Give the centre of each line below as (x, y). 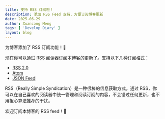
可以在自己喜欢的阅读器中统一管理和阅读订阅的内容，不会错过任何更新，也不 (82, 95)
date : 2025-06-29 (23, 19)
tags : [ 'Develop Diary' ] (33, 28)
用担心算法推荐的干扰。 (29, 101)
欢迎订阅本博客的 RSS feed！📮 (36, 111)
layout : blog (18, 33)
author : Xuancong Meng (28, 23)
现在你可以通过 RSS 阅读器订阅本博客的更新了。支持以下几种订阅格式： (77, 58)
